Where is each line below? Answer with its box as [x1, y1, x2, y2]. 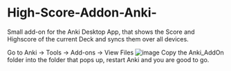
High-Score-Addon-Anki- [7, 5, 157, 21]
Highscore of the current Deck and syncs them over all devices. [7, 34, 189, 43]
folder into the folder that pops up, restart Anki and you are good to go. [7, 55, 210, 63]
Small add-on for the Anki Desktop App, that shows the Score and [7, 28, 195, 36]
